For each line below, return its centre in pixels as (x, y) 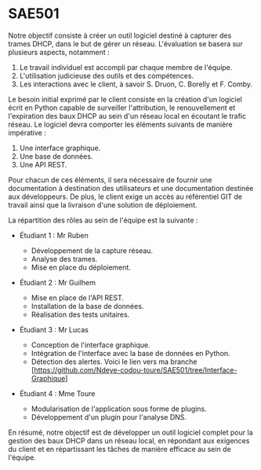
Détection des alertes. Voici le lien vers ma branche (114, 362)
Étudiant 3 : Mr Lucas (54, 329)
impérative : (27, 132)
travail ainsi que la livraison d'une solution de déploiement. (103, 204)
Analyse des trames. (64, 259)
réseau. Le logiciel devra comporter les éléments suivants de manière (120, 124)
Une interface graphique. (60, 148)
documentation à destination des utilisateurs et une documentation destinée (131, 188)
